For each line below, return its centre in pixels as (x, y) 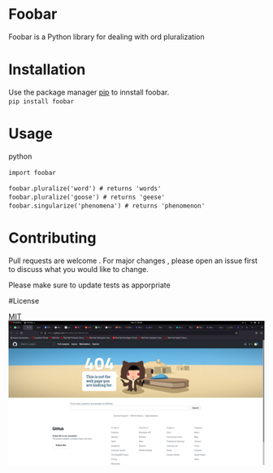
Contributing (52, 238)
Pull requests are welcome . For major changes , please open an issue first (133, 261)
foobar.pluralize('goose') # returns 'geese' (87, 197)
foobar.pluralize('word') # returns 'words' (85, 188)
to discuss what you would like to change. (78, 269)
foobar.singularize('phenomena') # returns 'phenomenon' (107, 206)
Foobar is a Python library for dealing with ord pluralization (106, 37)
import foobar (32, 173)
